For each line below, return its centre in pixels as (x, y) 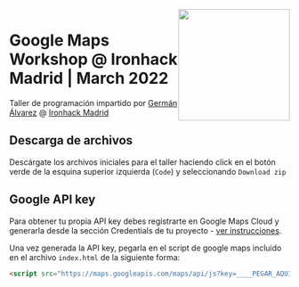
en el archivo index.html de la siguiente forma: (95, 257)
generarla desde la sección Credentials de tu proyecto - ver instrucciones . (145, 230)
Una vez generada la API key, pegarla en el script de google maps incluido (145, 248)
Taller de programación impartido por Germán (93, 102)
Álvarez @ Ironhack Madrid (59, 112)
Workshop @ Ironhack (93, 59)
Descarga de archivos (71, 140)
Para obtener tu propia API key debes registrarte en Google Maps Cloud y (144, 221)
